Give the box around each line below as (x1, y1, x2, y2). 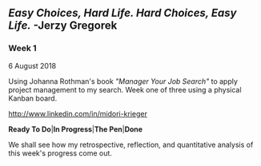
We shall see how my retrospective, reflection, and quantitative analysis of (8, 140, 254, 149)
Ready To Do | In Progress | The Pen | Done (8, 124, 143, 134)
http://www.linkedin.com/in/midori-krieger (8, 109, 148, 118)
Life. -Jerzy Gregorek (8, 19, 118, 33)
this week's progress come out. (8, 148, 112, 158)
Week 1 (8, 43, 38, 54)
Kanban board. (8, 93, 58, 103)
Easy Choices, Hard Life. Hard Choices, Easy (8, 6, 237, 20)
